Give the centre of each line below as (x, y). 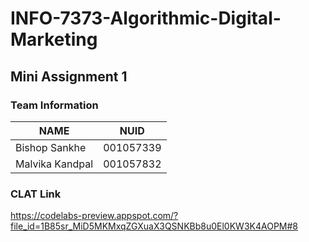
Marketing (54, 39)
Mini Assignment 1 (69, 76)
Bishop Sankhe (51, 147)
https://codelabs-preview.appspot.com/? (94, 216)
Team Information (54, 105)
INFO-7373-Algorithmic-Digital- (146, 18)
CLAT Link (36, 194)
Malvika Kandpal (54, 164)
